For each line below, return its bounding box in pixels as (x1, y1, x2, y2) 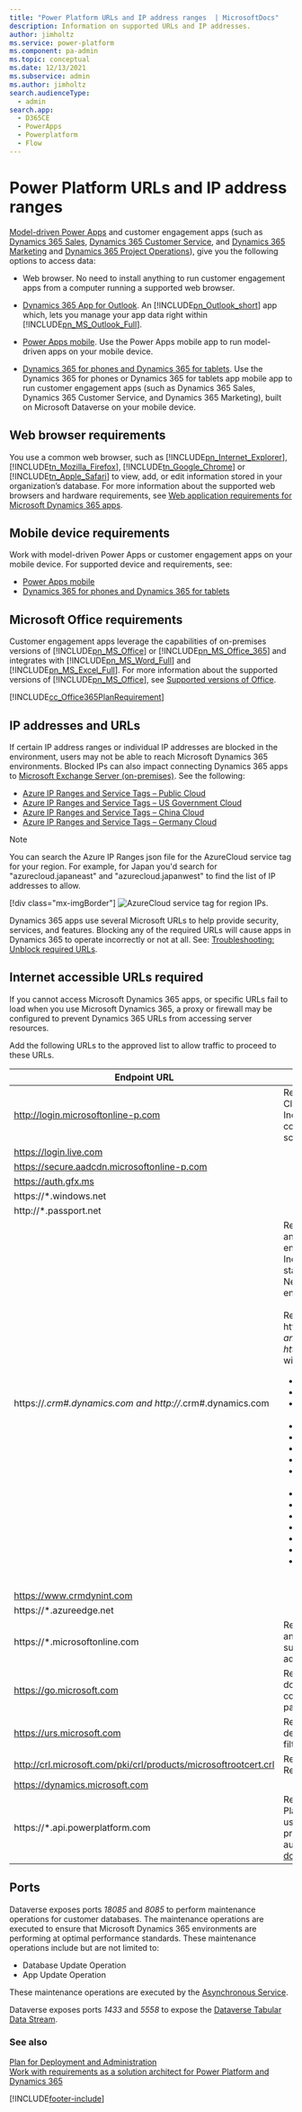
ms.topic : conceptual (9, 55, 91, 64)
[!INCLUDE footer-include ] (9, 2093, 105, 2104)
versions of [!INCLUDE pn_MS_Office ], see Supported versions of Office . (9, 675, 277, 685)
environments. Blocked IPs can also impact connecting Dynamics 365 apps (9, 760, 289, 771)
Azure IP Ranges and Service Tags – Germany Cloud (22, 816, 218, 827)
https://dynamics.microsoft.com (13, 1778, 149, 1790)
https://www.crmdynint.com (13, 1589, 133, 1601)
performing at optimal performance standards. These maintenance (9, 1933, 256, 1944)
